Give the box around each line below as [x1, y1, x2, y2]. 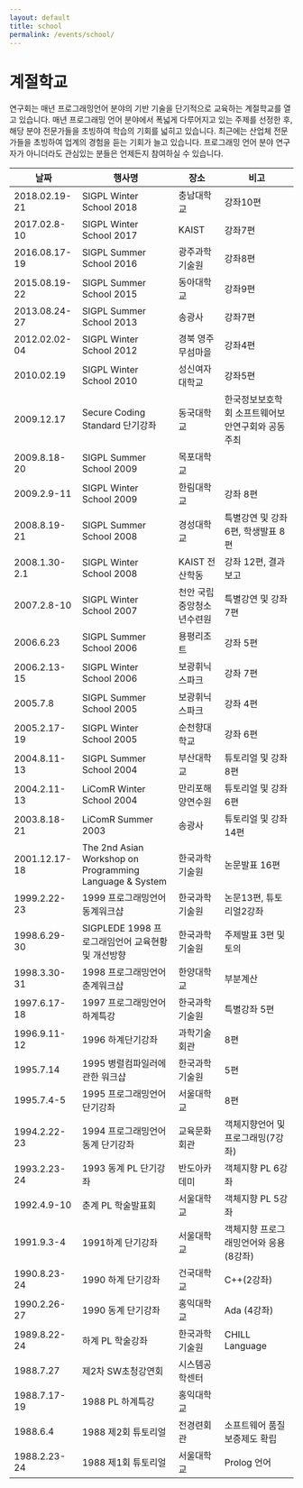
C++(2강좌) [224, 1273, 273, 1286]
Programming [81, 864, 140, 877]
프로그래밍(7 [224, 1132, 276, 1144]
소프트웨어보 [234, 407, 286, 419]
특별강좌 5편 [224, 1003, 275, 1015]
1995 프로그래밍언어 [81, 1088, 167, 1100]
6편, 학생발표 [224, 525, 278, 537]
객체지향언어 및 [224, 1118, 286, 1131]
